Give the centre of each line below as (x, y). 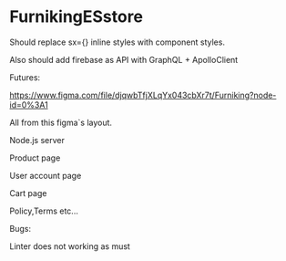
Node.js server (37, 140)
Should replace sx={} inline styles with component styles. (117, 42)
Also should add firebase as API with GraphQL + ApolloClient (124, 59)
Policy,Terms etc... (44, 211)
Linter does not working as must (70, 246)
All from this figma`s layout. (61, 122)
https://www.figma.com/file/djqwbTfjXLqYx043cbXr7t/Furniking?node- (143, 95)
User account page (46, 175)
